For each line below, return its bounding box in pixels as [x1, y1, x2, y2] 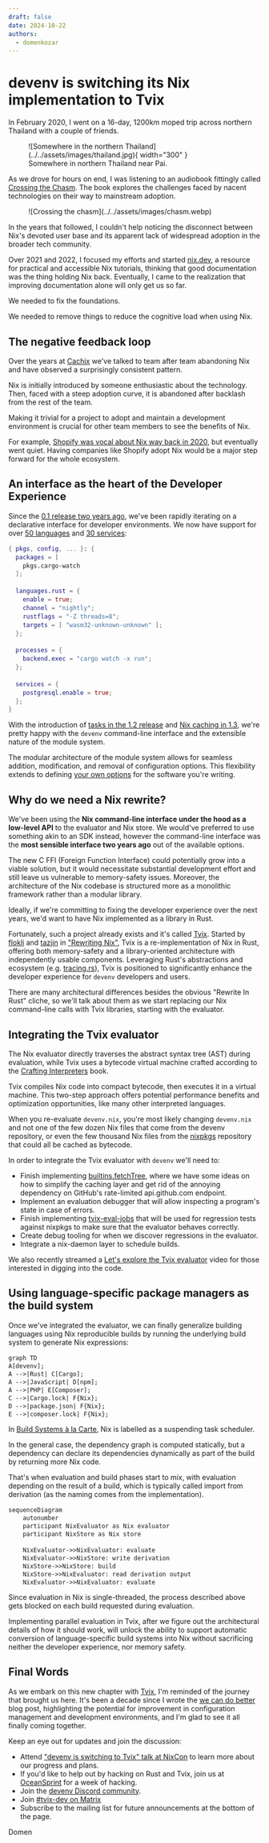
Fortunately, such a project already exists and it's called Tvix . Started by [8, 930, 246, 939]
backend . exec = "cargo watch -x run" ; [22, 655, 152, 663]
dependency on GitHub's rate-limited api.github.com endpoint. [19, 1188, 227, 1198]
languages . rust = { [15, 587, 81, 596]
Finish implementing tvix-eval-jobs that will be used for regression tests [19, 1213, 256, 1223]
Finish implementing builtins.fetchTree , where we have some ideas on [19, 1170, 250, 1180]
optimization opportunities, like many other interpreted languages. [8, 1098, 227, 1108]
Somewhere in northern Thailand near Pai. [28, 159, 168, 169]
